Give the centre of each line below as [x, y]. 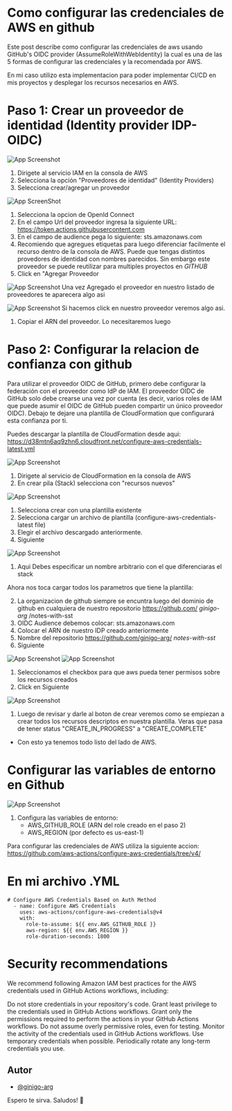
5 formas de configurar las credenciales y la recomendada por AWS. [105, 61]
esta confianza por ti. [37, 420]
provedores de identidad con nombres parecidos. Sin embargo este [114, 259]
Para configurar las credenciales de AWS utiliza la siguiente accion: [103, 845]
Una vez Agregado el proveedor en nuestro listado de [138, 287]
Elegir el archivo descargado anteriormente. [80, 532]
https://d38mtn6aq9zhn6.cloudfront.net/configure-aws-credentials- [105, 441]
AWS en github [51, 27]
